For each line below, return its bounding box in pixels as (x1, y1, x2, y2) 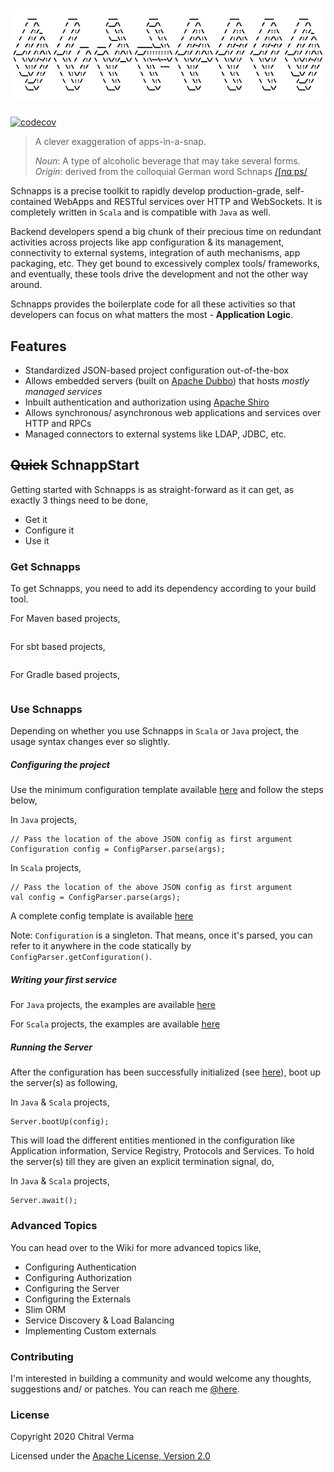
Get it (24, 513, 48, 525)
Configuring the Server (24, 1282, 120, 1294)
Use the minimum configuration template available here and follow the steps (10, 784, 324, 796)
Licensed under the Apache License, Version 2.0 (10, 1450, 211, 1462)
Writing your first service (10, 973, 118, 985)
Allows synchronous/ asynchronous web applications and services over (24, 406, 322, 418)
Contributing (10, 1349, 74, 1363)
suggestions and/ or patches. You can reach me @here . (10, 1383, 240, 1395)
